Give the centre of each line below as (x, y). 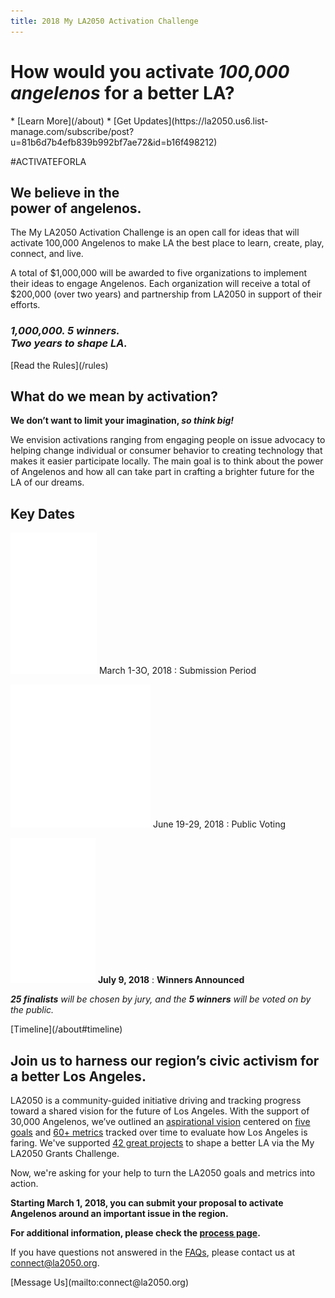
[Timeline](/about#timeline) (66, 1029)
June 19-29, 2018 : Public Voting (219, 824)
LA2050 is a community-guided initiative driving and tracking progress (156, 1101)
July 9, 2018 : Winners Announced (171, 980)
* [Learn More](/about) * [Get (71, 121)
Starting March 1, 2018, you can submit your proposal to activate (147, 1203)
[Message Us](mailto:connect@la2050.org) (100, 1282)
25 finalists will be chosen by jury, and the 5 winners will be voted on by (161, 999)
